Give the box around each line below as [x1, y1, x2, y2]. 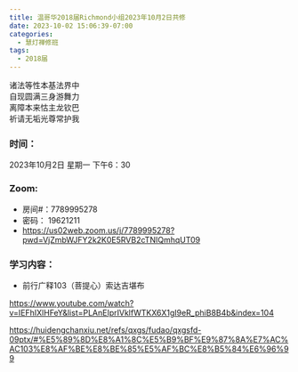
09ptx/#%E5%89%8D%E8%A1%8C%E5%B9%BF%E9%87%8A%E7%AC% [9, 334, 289, 344]
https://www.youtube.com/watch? [9, 297, 134, 308]
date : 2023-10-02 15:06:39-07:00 [9, 21, 133, 30]
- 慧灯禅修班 [17, 37, 60, 47]
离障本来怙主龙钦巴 [9, 102, 80, 112]
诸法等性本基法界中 [9, 80, 80, 90]
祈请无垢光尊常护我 [9, 113, 80, 124]
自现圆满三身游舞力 [9, 91, 80, 101]
